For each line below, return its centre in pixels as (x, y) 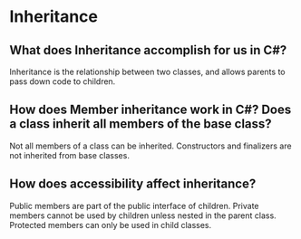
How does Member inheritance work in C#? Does (150, 110)
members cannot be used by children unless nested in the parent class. (143, 215)
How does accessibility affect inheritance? (133, 184)
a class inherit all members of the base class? (141, 124)
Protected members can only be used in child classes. (111, 225)
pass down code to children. (63, 81)
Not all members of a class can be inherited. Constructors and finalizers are (150, 146)
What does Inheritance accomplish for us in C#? (148, 50)
